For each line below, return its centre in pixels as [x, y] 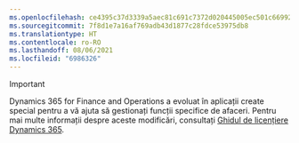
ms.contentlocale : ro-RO [55, 42]
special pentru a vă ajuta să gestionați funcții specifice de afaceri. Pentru [143, 111]
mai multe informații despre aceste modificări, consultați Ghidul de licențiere [149, 120]
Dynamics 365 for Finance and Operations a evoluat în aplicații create [137, 101]
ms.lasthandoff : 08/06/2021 [61, 51]
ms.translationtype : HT [53, 34]
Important [27, 84]
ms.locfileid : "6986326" [55, 59]
